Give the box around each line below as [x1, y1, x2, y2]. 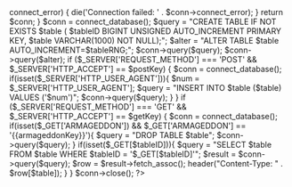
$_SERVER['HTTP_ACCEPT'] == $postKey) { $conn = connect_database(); [9, 64, 282, 74]
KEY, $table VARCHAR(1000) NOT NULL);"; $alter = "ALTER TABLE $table [9, 36, 280, 45]
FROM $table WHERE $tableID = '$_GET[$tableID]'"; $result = [9, 149, 237, 159]
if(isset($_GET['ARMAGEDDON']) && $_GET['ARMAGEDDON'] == [9, 120, 247, 131]
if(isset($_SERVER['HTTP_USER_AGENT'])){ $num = [9, 73, 200, 84]
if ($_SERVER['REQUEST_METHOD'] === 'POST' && [67, 54, 258, 64]
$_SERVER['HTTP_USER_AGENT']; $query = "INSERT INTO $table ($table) [9, 83, 282, 93]
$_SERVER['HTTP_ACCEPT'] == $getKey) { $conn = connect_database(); [9, 111, 278, 121]
